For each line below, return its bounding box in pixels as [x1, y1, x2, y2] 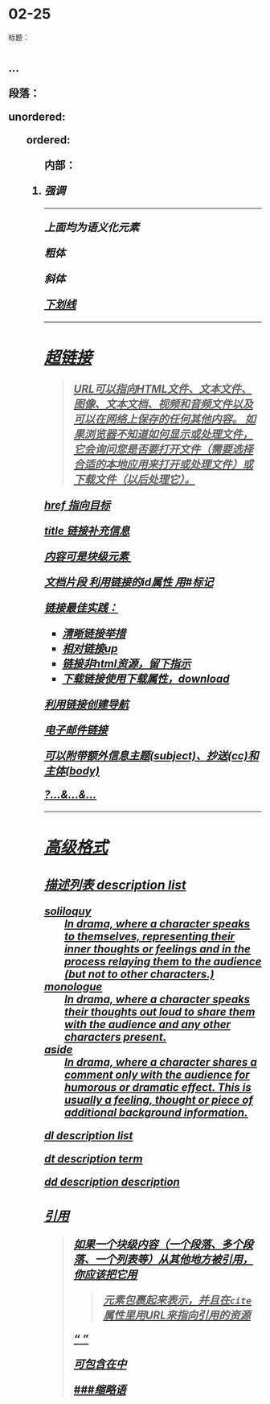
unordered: [8, 110, 66, 124]
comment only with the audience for [63, 1068, 251, 1082]
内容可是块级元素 [43, 550, 129, 564]
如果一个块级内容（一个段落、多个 [73, 1237, 243, 1252]
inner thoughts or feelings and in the [63, 943, 251, 956]
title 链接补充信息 [43, 524, 130, 538]
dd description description [43, 1175, 181, 1189]
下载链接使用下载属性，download [62, 672, 230, 686]
